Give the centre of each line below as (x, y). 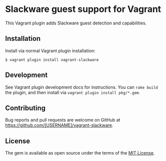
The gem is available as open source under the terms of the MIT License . (80, 153)
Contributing (25, 108)
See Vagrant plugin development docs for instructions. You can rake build (82, 87)
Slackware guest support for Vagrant (83, 9)
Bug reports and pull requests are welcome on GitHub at (63, 120)
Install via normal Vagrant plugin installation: (50, 50)
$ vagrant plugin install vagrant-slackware (52, 60)
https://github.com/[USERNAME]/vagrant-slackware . (59, 125)
